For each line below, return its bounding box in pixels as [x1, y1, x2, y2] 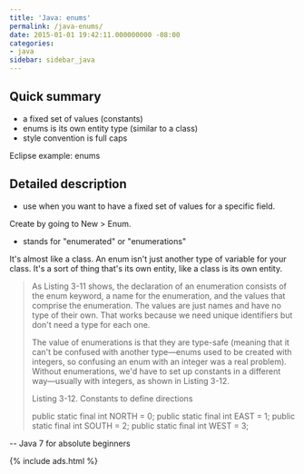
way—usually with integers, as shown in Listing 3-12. [31, 375, 230, 386]
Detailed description [9, 176, 127, 192]
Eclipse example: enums [9, 150, 101, 161]
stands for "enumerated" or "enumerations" [22, 235, 187, 246]
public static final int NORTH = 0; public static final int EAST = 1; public [31, 410, 296, 421]
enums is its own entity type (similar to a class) [22, 123, 198, 133]
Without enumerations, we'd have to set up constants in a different [31, 365, 281, 377]
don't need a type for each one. [31, 319, 151, 330]
